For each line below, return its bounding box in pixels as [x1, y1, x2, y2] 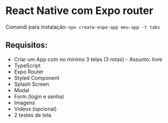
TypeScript [13, 62, 41, 69]
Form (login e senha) [13, 93, 64, 100]
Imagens [13, 99, 36, 106]
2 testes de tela [13, 111, 52, 118]
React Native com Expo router [5, 4, 153, 17]
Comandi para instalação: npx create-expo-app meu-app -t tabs [5, 23, 160, 30]
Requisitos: [5, 40, 48, 50]
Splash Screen [13, 80, 49, 87]
